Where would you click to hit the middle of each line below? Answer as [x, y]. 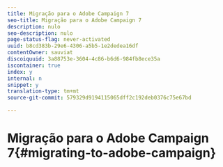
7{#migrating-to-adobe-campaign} [112, 153]
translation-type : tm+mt [43, 91]
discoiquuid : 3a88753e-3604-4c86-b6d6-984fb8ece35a [84, 59]
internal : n [24, 78]
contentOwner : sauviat [40, 53]
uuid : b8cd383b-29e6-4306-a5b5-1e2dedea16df [73, 46]
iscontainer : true [34, 65]
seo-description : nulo [40, 33]
